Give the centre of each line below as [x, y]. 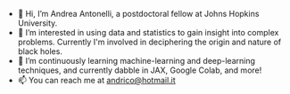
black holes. [40, 51]
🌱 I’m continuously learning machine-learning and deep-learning [137, 61]
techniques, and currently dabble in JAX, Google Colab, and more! [140, 70]
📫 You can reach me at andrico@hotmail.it [96, 80]
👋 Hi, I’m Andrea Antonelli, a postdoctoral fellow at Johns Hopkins [138, 14]
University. [37, 23]
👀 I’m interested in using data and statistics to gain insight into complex [148, 32]
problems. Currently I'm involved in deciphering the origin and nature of [149, 42]
